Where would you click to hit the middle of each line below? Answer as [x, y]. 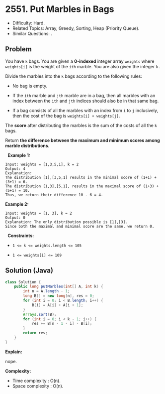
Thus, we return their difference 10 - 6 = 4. [54, 195]
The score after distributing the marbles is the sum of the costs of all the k [81, 125]
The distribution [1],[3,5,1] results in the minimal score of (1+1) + [81, 177]
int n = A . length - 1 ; [46, 291]
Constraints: [21, 236]
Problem [19, 49]
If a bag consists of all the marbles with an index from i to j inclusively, [85, 110]
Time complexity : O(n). [36, 381]
